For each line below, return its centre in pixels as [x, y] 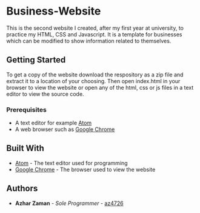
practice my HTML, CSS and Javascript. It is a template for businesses [95, 34]
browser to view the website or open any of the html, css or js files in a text [100, 87]
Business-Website [54, 11]
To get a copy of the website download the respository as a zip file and [95, 75]
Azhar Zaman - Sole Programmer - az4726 [69, 203]
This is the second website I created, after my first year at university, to [95, 28]
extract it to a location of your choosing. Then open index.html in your [93, 81]
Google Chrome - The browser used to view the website [85, 169]
